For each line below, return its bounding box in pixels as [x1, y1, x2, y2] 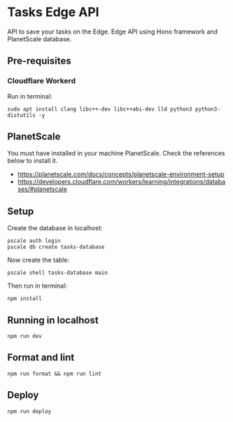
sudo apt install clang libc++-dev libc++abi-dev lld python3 [7, 106, 192, 113]
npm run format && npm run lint [7, 370, 101, 377]
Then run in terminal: [7, 281, 68, 290]
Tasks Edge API [7, 4, 99, 20]
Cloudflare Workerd [7, 76, 76, 86]
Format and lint [7, 351, 75, 364]
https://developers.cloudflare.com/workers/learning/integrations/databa [17, 178, 226, 186]
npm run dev [7, 333, 42, 340]
